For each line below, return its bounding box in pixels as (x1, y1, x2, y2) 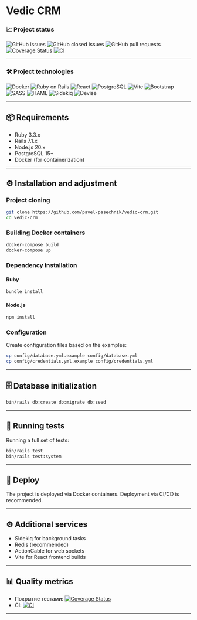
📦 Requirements (6, 113, 69, 122)
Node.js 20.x (14, 144, 46, 151)
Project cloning (6, 196, 50, 204)
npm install (6, 315, 35, 321)
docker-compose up (6, 247, 51, 253)
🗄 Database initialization (6, 381, 97, 391)
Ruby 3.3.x (14, 131, 41, 138)
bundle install (6, 289, 43, 295)
